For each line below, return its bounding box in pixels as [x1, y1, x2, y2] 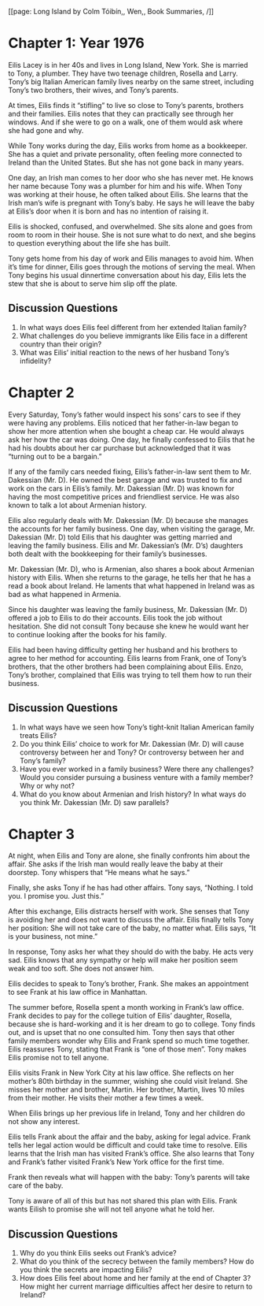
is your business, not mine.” [8, 932, 98, 941]
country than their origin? [19, 339, 102, 349]
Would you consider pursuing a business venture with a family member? [19, 772, 254, 782]
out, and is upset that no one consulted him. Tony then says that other [8, 1028, 235, 1037]
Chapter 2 [8, 384, 75, 401]
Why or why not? [19, 781, 75, 790]
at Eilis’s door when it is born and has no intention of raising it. [8, 206, 209, 216]
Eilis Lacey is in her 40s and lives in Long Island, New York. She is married [8, 60, 249, 69]
